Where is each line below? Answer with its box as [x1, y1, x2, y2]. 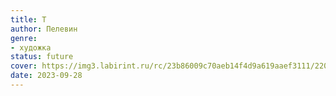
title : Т [10, 14, 47, 25]
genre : [10, 33, 38, 43]
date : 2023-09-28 [10, 71, 83, 81]
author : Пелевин [10, 24, 78, 34]
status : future [10, 52, 74, 62]
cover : [10, 61, 38, 71]
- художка [10, 42, 52, 53]
